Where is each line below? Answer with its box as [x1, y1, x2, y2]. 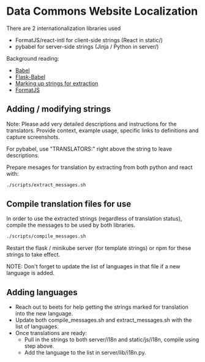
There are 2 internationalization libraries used [6, 25, 121, 32]
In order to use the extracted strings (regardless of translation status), [6, 215, 182, 222]
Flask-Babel [15, 73, 46, 80]
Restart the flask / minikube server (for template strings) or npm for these [6, 244, 192, 252]
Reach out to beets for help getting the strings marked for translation [15, 303, 188, 311]
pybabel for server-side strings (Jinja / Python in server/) [15, 43, 159, 50]
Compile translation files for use [6, 199, 132, 209]
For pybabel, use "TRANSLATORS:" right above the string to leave [6, 145, 173, 153]
